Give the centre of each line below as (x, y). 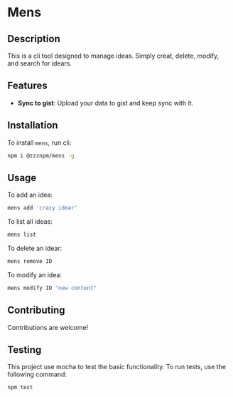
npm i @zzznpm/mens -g (41, 155)
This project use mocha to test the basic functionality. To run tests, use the (116, 367)
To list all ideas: (30, 222)
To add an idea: (30, 195)
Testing (25, 350)
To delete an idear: (35, 248)
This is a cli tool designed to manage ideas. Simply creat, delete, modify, (113, 56)
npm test (20, 388)
